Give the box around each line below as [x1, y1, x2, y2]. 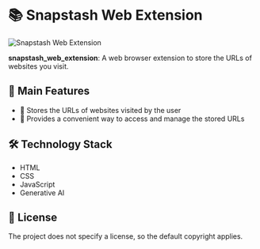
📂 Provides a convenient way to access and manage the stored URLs [19, 114, 245, 123]
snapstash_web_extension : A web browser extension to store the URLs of [8, 53, 252, 62]
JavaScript [19, 179, 55, 189]
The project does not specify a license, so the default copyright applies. [8, 232, 243, 241]
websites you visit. [8, 61, 69, 71]
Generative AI [19, 187, 65, 198]
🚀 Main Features [8, 85, 90, 98]
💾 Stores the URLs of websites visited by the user [19, 105, 182, 115]
